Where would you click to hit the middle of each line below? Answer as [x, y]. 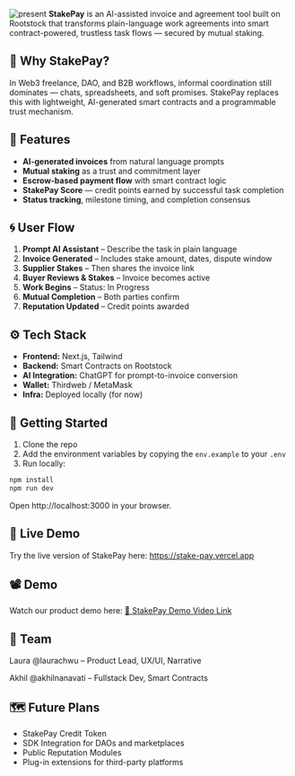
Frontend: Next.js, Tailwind [72, 357]
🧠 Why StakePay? [60, 62]
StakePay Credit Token [65, 734]
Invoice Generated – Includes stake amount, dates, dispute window [147, 259]
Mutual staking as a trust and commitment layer [112, 171]
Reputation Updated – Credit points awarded [106, 306]
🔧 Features [40, 140]
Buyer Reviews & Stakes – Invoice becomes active [116, 278]
